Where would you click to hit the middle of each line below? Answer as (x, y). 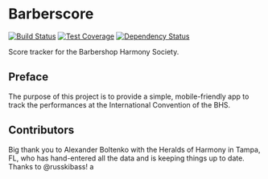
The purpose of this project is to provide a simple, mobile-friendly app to (129, 96)
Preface (29, 77)
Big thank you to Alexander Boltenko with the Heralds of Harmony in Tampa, (134, 149)
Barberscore (51, 14)
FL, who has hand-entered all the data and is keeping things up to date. (127, 158)
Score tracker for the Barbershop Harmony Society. (94, 51)
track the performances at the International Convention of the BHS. (120, 104)
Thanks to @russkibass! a (51, 166)
